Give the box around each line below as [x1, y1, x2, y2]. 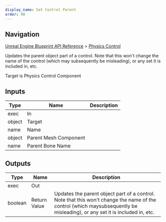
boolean [7, 199, 27, 206]
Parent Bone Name [27, 142, 71, 149]
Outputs [5, 159, 31, 168]
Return [31, 196, 47, 203]
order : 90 [5, 12, 26, 17]
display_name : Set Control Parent [5, 7, 77, 12]
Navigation [5, 30, 40, 39]
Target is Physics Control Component [5, 73, 82, 79]
